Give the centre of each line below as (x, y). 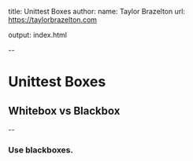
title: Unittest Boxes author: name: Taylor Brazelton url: (96, 11)
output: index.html (37, 35)
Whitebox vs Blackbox (64, 110)
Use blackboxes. (41, 150)
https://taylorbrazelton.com (52, 20)
